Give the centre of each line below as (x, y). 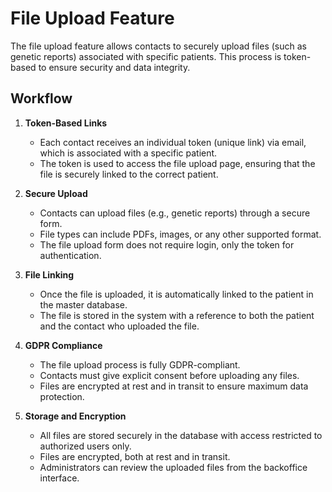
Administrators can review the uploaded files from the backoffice (173, 467)
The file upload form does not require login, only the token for (167, 244)
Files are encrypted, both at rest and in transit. (135, 456)
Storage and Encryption (75, 416)
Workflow (41, 98)
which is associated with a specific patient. (128, 153)
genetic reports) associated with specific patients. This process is (146, 56)
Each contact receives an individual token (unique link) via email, (173, 142)
